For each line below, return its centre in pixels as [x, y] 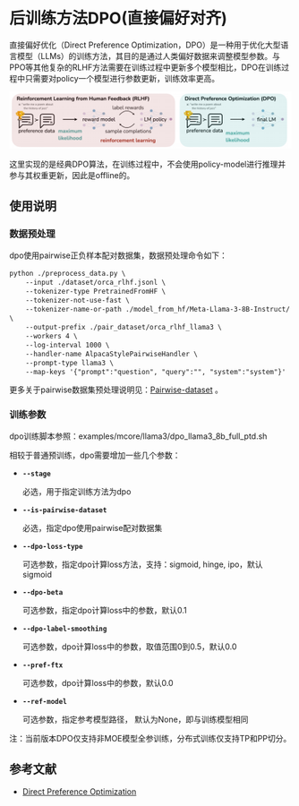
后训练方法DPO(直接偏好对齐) [119, 18]
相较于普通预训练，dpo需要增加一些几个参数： [95, 455]
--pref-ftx [43, 665]
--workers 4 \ [51, 336]
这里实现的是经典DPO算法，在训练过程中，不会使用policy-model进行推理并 [148, 164]
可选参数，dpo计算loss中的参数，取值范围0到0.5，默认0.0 [129, 647]
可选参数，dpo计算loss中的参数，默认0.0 [98, 682]
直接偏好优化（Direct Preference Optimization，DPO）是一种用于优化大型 [145, 45]
